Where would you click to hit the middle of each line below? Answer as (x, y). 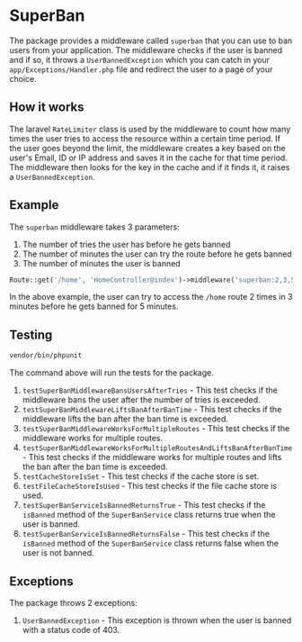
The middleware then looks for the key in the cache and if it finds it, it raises (150, 167)
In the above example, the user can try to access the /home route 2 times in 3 (151, 297)
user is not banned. (58, 553)
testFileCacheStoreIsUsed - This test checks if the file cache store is (149, 486)
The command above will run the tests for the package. (111, 373)
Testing (31, 335)
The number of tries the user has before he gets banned (126, 244)
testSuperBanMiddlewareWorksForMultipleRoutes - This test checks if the (156, 429)
